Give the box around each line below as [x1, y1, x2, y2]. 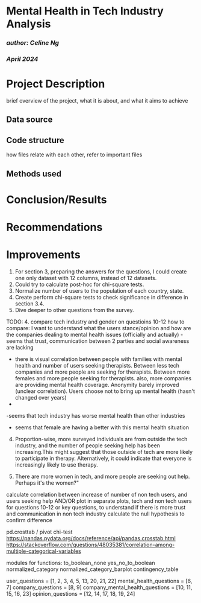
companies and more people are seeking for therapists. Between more [14, 368, 190, 375]
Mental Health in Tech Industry [6, 4, 164, 18]
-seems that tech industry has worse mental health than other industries [6, 412, 185, 419]
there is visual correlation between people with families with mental [14, 355, 182, 363]
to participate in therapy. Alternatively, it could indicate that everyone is [14, 455, 192, 462]
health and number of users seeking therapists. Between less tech [14, 362, 179, 369]
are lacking [6, 343, 34, 351]
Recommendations [6, 220, 103, 234]
